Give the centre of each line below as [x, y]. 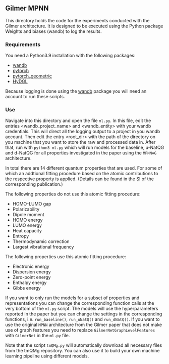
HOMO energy [27, 220]
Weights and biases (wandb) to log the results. [53, 31]
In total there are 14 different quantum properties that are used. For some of [84, 168]
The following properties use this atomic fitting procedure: [66, 257]
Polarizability [26, 209]
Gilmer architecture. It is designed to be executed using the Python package [84, 26]
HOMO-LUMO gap [32, 204]
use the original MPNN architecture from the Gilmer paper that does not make [84, 325]
